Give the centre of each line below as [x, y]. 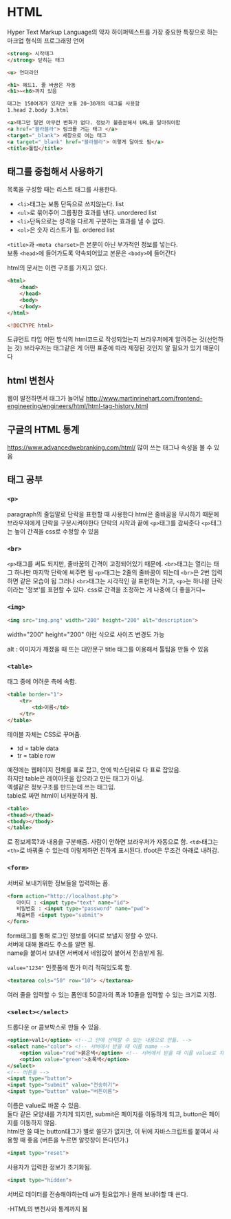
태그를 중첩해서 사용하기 [55, 171]
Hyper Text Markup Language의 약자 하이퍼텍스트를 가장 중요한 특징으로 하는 [113, 32]
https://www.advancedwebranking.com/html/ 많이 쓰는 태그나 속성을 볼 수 [110, 447]
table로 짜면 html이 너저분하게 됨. [52, 795]
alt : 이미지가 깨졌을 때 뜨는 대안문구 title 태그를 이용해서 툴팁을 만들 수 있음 [108, 649]
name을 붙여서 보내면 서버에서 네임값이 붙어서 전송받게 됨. [86, 953]
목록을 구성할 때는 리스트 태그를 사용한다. [62, 190]
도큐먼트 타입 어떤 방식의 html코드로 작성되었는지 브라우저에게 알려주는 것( [107, 339]
